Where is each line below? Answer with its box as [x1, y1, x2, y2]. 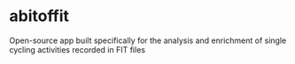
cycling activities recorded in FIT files [9, 44, 146, 54]
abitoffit [9, 6, 69, 26]
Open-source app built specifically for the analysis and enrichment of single [9, 35, 287, 46]
